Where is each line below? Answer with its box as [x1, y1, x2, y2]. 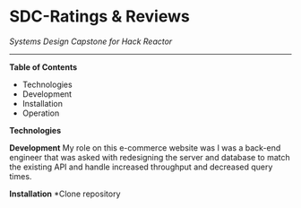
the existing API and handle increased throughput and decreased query [9, 161, 273, 172]
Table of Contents [9, 61, 78, 73]
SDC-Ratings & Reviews [9, 6, 190, 27]
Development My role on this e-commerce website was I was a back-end [9, 142, 281, 153]
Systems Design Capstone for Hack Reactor [9, 36, 173, 47]
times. [9, 170, 32, 181]
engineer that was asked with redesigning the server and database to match [9, 152, 291, 162]
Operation [21, 108, 60, 118]
